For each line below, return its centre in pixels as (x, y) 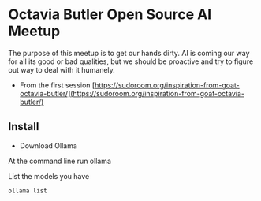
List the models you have (49, 176)
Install (24, 127)
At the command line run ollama (60, 161)
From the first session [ (57, 85)
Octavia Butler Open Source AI (110, 15)
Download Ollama (48, 145)
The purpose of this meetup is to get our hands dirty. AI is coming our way (129, 53)
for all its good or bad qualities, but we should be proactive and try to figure (131, 61)
